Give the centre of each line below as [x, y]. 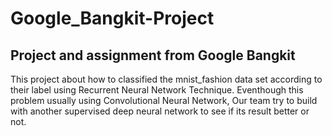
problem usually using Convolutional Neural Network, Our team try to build [164, 100]
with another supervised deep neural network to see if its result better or [160, 111]
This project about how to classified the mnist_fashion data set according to [166, 79]
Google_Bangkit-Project [112, 18]
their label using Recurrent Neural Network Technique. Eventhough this [157, 90]
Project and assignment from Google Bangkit [153, 55]
